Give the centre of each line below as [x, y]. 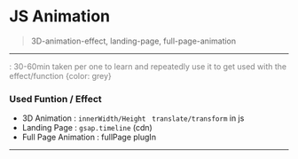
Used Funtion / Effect [55, 99]
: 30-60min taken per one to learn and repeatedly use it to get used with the [148, 66]
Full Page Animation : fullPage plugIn [89, 137]
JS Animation [60, 16]
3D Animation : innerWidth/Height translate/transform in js [133, 118]
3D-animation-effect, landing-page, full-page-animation [133, 41]
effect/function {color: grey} [61, 76]
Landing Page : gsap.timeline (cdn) [87, 128]
